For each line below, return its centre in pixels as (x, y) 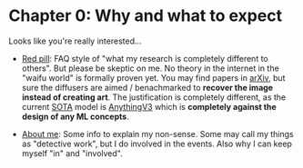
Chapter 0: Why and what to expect (146, 16)
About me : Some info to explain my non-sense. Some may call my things (157, 133)
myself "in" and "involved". (72, 153)
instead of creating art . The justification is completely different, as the (154, 97)
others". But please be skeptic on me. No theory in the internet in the (150, 68)
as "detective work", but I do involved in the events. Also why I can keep (157, 143)
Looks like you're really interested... (75, 41)
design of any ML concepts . (75, 116)
